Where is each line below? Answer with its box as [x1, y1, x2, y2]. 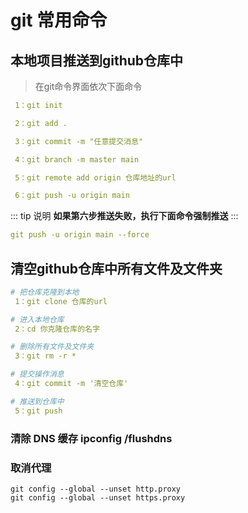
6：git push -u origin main [14, 191, 130, 201]
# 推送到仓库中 [10, 396, 65, 406]
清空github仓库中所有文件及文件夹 [10, 260, 223, 277]
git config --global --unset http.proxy [10, 484, 182, 494]
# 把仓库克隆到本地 [10, 287, 80, 297]
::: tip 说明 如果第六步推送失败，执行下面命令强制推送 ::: [10, 210, 239, 222]
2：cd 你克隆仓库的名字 [14, 324, 100, 334]
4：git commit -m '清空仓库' [14, 379, 129, 389]
